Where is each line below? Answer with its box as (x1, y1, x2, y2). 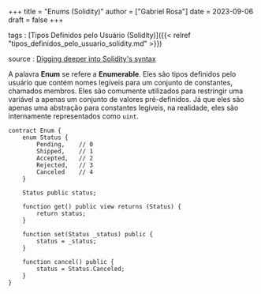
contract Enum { (8, 126, 62, 134)
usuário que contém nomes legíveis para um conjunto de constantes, (8, 78, 233, 87)
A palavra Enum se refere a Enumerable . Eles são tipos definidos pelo (8, 70, 237, 78)
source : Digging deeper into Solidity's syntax (8, 55, 156, 63)
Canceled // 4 (36, 168, 93, 176)
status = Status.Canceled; (36, 265, 125, 273)
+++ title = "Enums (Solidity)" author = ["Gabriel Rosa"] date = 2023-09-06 (8, 7, 254, 16)
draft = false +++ (8, 15, 64, 24)
